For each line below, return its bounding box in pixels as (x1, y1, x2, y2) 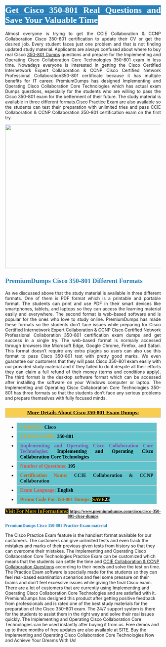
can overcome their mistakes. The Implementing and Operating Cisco (5, 548, 147, 554)
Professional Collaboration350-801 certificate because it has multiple (5, 72, 161, 79)
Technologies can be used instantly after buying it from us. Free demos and (5, 622, 159, 628)
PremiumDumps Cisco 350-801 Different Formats (5, 277, 143, 285)
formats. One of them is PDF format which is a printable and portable (5, 295, 161, 301)
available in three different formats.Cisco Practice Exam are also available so (5, 99, 161, 105)
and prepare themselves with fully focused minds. (5, 395, 107, 401)
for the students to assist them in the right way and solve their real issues (5, 611, 154, 617)
